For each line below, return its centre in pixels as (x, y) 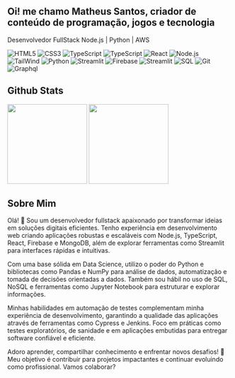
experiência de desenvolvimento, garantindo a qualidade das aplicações (113, 316)
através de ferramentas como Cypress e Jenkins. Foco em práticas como (114, 323)
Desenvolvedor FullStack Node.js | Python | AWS (79, 40)
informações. (27, 294)
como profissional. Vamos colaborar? (62, 367)
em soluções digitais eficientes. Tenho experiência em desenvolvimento (112, 228)
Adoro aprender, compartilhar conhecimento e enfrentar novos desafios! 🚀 (116, 352)
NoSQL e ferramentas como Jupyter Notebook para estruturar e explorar (114, 287)
